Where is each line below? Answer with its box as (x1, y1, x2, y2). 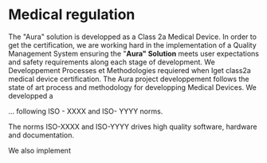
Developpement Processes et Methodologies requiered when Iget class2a (8, 65, 251, 75)
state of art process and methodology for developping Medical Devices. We (8, 82, 257, 92)
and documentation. (8, 130, 74, 140)
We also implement (8, 146, 72, 155)
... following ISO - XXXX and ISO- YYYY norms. (8, 106, 163, 116)
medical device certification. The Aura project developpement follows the (8, 74, 249, 83)
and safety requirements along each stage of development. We (8, 57, 215, 67)
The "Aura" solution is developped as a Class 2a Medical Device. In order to (8, 32, 257, 41)
